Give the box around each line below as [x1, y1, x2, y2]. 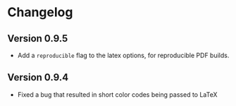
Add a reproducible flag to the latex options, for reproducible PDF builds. [17, 51, 230, 59]
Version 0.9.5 [7, 33, 68, 45]
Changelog [7, 4, 73, 20]
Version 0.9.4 [7, 71, 69, 83]
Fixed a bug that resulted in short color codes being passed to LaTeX [17, 90, 218, 99]
